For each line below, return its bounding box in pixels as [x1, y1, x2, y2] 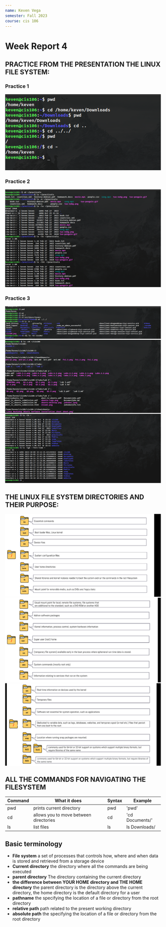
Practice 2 [5, 178, 31, 185]
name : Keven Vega [5, 8, 41, 13]
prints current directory [33, 805, 81, 811]
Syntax [107, 798, 123, 803]
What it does [54, 798, 82, 803]
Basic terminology [5, 840, 63, 848]
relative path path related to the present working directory [12, 906, 132, 912]
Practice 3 [5, 295, 31, 302]
